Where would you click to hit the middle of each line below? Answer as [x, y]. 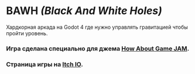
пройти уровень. [27, 33]
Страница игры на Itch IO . [45, 64]
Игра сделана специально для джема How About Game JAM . [97, 48]
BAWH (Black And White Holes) [84, 11]
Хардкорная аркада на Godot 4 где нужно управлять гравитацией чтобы [97, 27]
